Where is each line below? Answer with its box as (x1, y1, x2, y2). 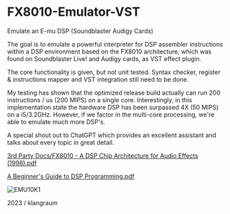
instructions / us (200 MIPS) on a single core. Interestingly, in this (7, 95, 193, 104)
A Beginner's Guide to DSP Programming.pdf (7, 172, 135, 180)
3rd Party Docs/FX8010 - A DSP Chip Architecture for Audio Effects (7, 152, 198, 160)
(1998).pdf (7, 158, 37, 167)
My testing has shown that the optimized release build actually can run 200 (7, 88, 220, 97)
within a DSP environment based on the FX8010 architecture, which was (7, 47, 212, 56)
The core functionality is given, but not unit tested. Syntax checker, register (7, 68, 221, 76)
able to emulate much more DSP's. (7, 117, 105, 126)
